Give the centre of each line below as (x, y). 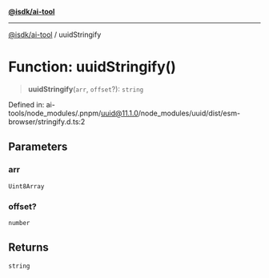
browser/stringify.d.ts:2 (47, 121)
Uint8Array (26, 186)
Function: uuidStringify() (92, 67)
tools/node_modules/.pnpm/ (55, 113)
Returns (29, 248)
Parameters (38, 147)
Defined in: (26, 104)
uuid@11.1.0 (120, 113)
